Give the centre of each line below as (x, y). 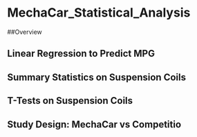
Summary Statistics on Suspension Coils (97, 77)
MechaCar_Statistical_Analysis (99, 13)
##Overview (25, 32)
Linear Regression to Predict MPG (81, 54)
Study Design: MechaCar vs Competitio (94, 124)
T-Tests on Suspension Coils (70, 101)
